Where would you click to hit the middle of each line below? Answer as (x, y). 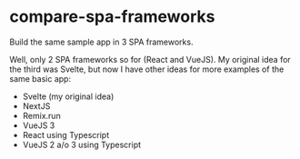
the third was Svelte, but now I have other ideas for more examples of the (147, 69)
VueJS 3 (39, 125)
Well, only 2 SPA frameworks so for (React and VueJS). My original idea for (150, 59)
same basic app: (40, 78)
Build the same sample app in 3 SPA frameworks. (101, 42)
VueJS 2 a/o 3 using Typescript (82, 144)
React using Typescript (66, 134)
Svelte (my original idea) (68, 96)
